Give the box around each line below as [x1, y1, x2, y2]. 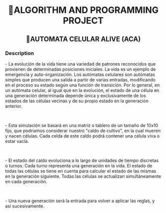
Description [5, 50, 34, 57]
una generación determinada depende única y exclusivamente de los [5, 92, 146, 98]
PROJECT [62, 15, 104, 26]
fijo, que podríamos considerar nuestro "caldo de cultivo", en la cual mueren [5, 128, 161, 134]
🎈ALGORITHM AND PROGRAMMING [8, 4, 159, 16]
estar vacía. [5, 138, 29, 144]
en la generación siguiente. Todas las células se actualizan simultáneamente [5, 173, 161, 179]
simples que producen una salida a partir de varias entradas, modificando [5, 76, 156, 82]
